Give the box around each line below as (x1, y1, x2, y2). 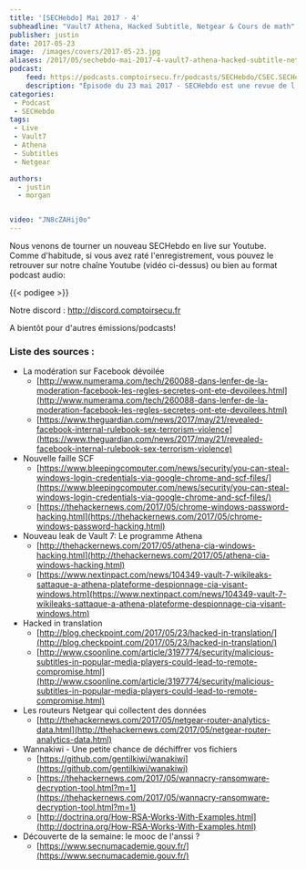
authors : (9, 174, 43, 183)
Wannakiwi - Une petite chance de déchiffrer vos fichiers (22, 744, 238, 755)
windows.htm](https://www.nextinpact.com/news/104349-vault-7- (36, 589, 287, 600)
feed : (25, 73, 47, 82)
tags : (9, 115, 30, 124)
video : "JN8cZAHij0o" (9, 215, 92, 224)
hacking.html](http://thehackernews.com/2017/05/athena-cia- (36, 550, 270, 561)
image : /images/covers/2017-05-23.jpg (9, 47, 161, 57)
